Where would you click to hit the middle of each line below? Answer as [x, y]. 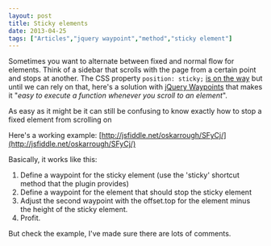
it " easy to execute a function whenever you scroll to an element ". [118, 96]
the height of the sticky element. [74, 210]
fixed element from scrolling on [60, 120]
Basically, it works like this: [53, 160]
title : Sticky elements [48, 23]
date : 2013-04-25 [38, 31]
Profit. [30, 218]
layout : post [30, 16]
